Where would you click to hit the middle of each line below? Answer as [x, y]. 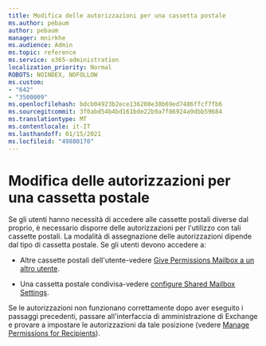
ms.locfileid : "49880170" [51, 141]
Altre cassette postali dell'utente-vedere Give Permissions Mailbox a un [137, 260]
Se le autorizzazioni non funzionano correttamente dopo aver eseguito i [126, 308]
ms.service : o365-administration [64, 60]
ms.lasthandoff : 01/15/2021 [55, 134]
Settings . [34, 293]
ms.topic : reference [43, 52]
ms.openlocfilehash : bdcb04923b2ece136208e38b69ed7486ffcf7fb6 [115, 104]
